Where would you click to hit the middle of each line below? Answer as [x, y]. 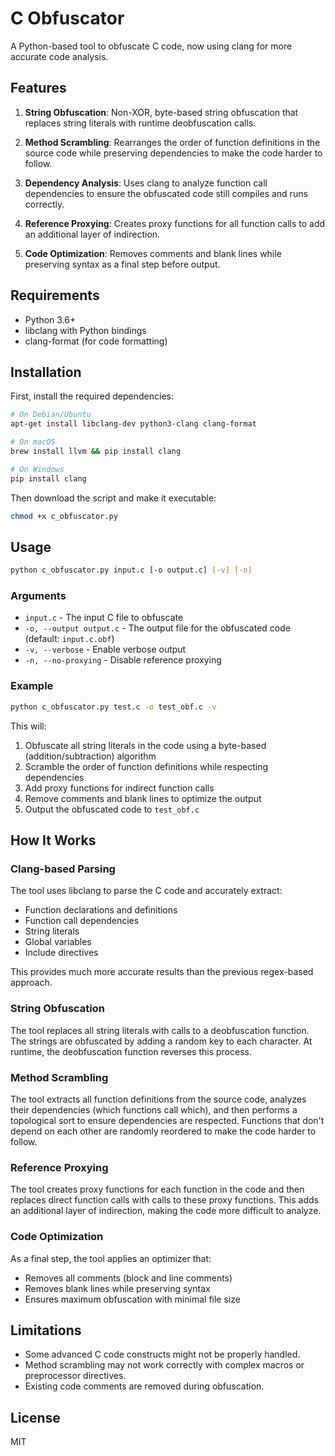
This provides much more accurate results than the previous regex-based [162, 972]
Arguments [38, 596]
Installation [46, 372]
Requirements [55, 295]
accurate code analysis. [59, 56]
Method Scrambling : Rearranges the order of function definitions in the [172, 142]
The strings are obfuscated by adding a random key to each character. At [161, 1041]
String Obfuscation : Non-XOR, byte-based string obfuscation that [161, 112]
